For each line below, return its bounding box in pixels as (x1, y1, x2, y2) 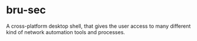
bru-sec (6, 3, 46, 17)
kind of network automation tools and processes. (6, 28, 126, 35)
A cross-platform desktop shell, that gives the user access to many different (6, 23, 191, 29)
